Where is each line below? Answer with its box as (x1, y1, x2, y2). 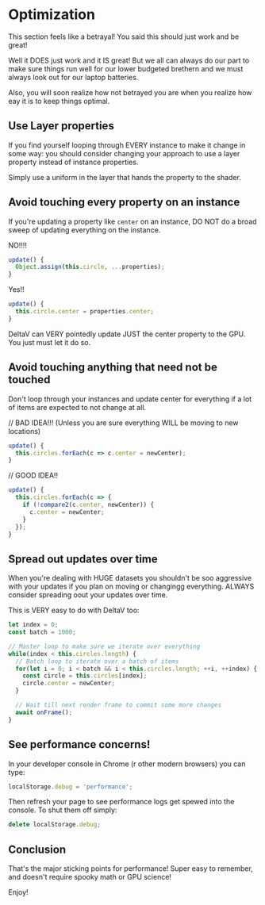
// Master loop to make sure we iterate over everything (8, 642, 201, 650)
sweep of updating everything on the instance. (8, 224, 161, 235)
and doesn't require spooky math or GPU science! (8, 872, 172, 882)
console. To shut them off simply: (8, 805, 117, 815)
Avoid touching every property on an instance (8, 196, 240, 209)
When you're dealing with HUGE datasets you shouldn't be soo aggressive (8, 573, 252, 583)
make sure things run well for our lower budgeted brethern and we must (8, 63, 244, 73)
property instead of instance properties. (8, 157, 139, 167)
